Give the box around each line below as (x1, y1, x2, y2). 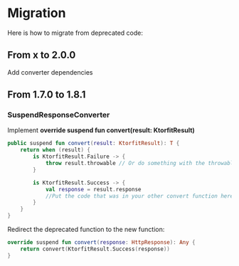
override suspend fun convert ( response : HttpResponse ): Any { (7, 239, 196, 246)
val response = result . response (45, 186, 142, 193)
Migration (7, 5, 66, 21)
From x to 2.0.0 (7, 49, 76, 61)
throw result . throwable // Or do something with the (45, 160, 205, 167)
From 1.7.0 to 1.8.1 (7, 89, 86, 101)
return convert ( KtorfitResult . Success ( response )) (20, 245, 171, 252)
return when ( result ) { (20, 147, 91, 154)
